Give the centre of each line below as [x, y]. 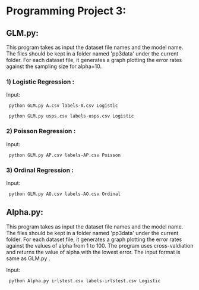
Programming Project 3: [66, 11]
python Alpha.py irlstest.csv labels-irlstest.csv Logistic [85, 281]
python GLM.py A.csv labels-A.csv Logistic [63, 106]
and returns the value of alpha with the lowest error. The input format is [93, 252]
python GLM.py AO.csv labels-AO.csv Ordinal [64, 194]
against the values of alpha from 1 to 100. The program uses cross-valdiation [100, 245]
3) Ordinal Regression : [40, 170]
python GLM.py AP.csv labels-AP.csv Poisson [64, 155]
